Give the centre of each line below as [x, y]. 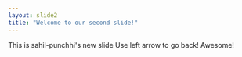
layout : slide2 [33, 15]
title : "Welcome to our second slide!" [73, 23]
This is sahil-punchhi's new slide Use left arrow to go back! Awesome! [121, 45]
